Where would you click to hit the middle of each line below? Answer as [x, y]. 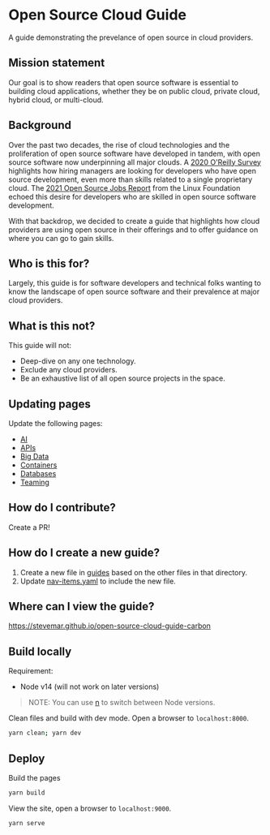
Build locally [40, 651]
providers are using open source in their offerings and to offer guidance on [133, 230]
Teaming [35, 482]
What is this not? [52, 326]
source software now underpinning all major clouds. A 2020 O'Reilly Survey [135, 162]
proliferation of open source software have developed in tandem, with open [135, 153]
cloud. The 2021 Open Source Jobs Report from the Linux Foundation [124, 187]
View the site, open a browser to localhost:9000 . [90, 808]
